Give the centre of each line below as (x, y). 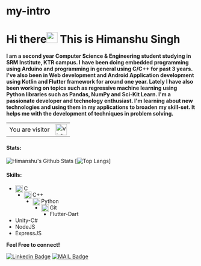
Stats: (14, 147)
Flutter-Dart (64, 214)
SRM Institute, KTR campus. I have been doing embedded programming (97, 63)
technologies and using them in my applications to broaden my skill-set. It (101, 107)
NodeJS (25, 226)
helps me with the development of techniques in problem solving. (90, 114)
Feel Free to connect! (33, 244)
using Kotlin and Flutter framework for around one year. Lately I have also (100, 82)
